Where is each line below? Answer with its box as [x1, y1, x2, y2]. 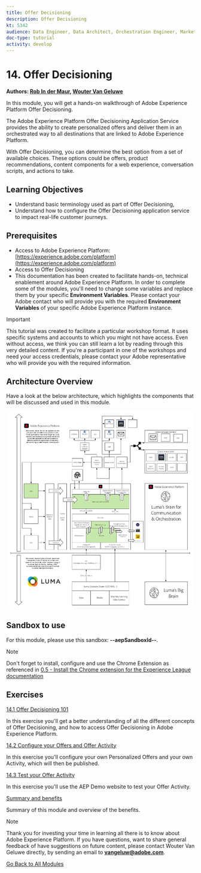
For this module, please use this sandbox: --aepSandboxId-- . [6, 636, 159, 643]
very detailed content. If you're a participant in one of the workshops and [6, 346, 187, 353]
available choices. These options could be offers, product [6, 154, 148, 161]
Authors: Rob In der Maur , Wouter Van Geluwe [6, 88, 124, 95]
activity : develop [6, 41, 52, 47]
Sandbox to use [6, 620, 66, 631]
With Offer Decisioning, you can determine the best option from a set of [6, 148, 183, 155]
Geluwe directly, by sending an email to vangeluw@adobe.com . [6, 848, 166, 856]
